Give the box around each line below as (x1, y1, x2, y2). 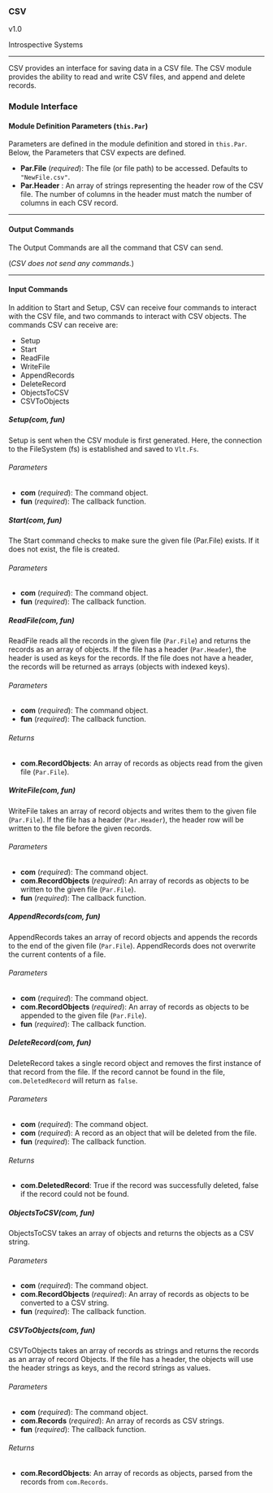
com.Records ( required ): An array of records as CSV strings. (19, 1416, 225, 1425)
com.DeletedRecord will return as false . (8, 1076, 138, 1085)
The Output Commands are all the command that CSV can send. (8, 242, 223, 252)
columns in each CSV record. (19, 198, 119, 208)
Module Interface (8, 101, 79, 112)
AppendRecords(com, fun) (8, 911, 101, 921)
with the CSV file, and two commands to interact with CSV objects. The (8, 311, 247, 321)
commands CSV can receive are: (8, 320, 119, 330)
